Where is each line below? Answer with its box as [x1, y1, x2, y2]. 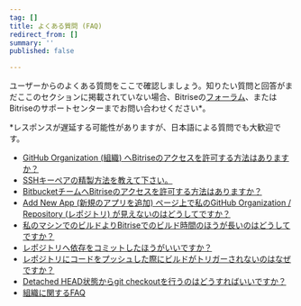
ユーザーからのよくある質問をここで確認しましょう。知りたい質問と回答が [9, 80, 286, 91]
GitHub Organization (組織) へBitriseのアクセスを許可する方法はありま [22, 152, 282, 163]
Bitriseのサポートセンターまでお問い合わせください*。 [9, 103, 211, 113]
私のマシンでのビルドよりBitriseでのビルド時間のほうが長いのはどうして [22, 220, 291, 230]
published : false [9, 47, 75, 56]
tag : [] [9, 13, 39, 22]
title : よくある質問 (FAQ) [9, 22, 103, 31]
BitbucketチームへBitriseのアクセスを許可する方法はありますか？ [22, 186, 263, 197]
